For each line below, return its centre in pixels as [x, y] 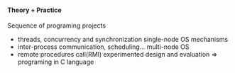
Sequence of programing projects [57, 26]
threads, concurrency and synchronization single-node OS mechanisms [123, 40]
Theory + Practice [34, 10]
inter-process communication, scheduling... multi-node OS [103, 47]
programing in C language [56, 62]
